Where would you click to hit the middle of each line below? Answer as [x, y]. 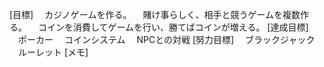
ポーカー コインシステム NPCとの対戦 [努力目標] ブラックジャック [166, 39]
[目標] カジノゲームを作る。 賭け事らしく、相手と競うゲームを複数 [155, 14]
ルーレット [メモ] [53, 52]
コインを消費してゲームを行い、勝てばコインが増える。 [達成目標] [173, 27]
